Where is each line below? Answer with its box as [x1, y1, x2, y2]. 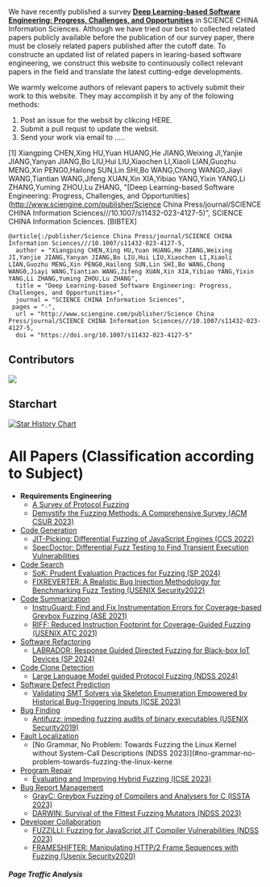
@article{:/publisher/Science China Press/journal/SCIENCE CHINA [8, 232, 232, 241]
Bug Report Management [19, 782, 104, 792]
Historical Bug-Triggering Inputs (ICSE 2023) [31, 697, 181, 706]
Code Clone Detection [19, 662, 94, 672]
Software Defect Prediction [19, 680, 110, 689]
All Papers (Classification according [8, 447, 255, 465]
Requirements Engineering [19, 491, 112, 500]
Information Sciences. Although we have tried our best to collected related [8, 24, 255, 33]
